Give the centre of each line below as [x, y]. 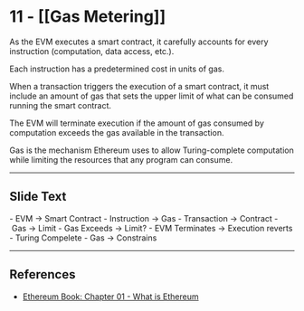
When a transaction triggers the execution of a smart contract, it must [139, 86]
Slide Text [38, 197]
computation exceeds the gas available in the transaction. [117, 132]
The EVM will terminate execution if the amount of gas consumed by [137, 123]
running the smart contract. [60, 105]
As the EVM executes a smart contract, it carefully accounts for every [139, 42]
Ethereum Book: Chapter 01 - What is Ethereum [110, 297]
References [43, 274]
